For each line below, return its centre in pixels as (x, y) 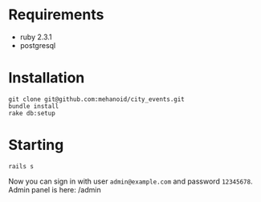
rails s (21, 166)
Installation (47, 78)
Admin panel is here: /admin (55, 189)
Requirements (56, 15)
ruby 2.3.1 (36, 37)
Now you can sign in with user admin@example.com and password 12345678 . (130, 181)
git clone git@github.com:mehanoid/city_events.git (96, 99)
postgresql (38, 45)
